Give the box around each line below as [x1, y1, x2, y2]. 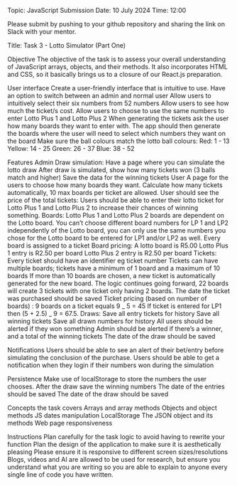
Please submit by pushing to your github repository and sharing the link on [7, 20, 226, 28]
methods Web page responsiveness [7, 419, 113, 427]
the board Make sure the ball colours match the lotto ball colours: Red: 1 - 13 [7, 137, 230, 145]
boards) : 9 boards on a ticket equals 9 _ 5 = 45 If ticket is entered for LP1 [7, 302, 222, 310]
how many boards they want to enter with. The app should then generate [7, 122, 221, 130]
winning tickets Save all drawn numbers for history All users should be [7, 317, 213, 325]
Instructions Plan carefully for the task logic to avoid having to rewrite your [7, 433, 226, 440]
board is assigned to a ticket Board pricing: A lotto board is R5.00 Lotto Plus [7, 241, 228, 250]
